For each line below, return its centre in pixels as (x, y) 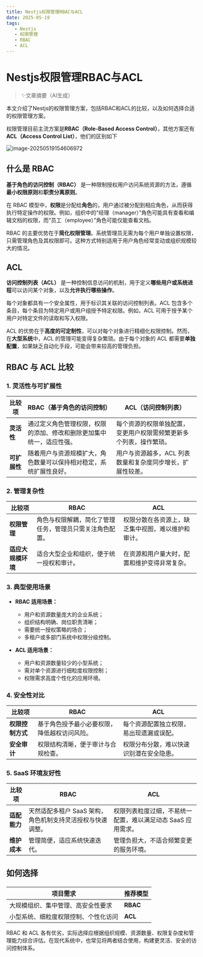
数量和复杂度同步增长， (150, 462)
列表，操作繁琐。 (147, 442)
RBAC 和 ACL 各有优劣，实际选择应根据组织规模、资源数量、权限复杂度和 (98, 933)
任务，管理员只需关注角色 (73, 529)
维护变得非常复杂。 (163, 563)
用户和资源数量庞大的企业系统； (64, 614)
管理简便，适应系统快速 (62, 840)
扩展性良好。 (52, 471)
